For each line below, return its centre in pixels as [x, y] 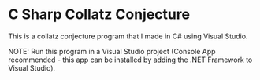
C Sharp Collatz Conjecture [99, 15]
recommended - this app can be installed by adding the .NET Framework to [130, 60]
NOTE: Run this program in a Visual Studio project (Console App [112, 51]
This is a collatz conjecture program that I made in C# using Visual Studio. [128, 36]
